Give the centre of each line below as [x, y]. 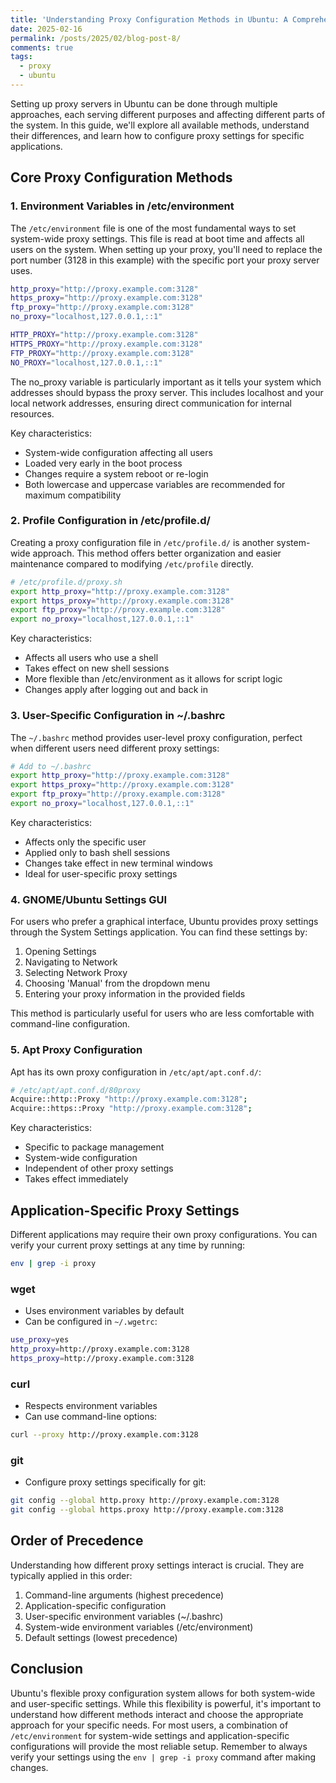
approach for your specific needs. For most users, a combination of [149, 1725]
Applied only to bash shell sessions [97, 852]
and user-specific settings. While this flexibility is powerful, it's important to [166, 1703]
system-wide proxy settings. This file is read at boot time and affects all [157, 238]
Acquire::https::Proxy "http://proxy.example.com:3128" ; [131, 1109]
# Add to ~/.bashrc [51, 766]
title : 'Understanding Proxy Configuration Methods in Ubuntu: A [149, 19]
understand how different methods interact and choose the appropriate [157, 1714]
